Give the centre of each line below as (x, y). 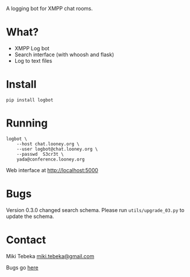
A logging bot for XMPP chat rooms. (49, 8)
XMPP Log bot (32, 48)
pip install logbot (30, 100)
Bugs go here (22, 267)
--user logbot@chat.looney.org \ (57, 149)
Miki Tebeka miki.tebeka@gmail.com (50, 256)
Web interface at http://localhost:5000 (52, 170)
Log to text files (33, 60)
